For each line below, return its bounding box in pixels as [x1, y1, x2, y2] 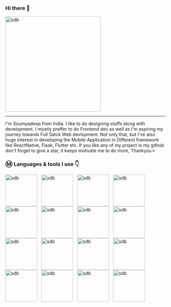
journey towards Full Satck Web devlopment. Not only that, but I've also [5, 132, 155, 138]
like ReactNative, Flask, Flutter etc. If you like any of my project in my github [5, 142, 164, 148]
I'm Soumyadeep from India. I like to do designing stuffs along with [5, 120, 145, 127]
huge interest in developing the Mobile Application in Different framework [5, 137, 159, 143]
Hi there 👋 [5, 5, 31, 12]
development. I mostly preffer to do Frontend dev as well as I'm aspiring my [5, 126, 164, 132]
